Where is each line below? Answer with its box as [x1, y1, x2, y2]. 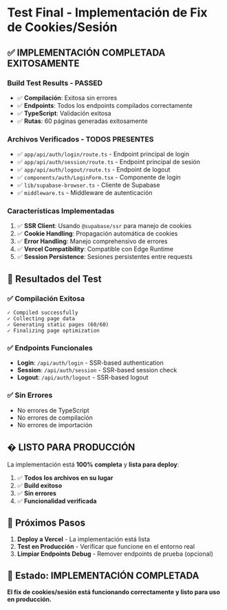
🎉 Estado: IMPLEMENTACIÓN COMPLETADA [7, 569, 199, 581]
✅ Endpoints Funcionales [7, 343, 93, 353]
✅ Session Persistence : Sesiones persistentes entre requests [17, 253, 193, 261]
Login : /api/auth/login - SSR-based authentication [17, 359, 164, 367]
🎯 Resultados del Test [7, 273, 102, 284]
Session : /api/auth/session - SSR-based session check [17, 366, 177, 374]
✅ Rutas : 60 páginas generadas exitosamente [17, 117, 148, 125]
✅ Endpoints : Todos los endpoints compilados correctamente [17, 101, 193, 109]
